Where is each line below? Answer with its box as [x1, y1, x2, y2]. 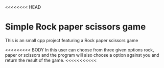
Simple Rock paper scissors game [5, 22, 146, 32]
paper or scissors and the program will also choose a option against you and [5, 52, 160, 58]
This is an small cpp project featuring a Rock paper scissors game [5, 37, 139, 43]
